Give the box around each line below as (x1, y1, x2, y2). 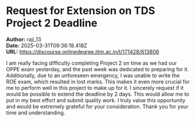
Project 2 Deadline (6, 16, 98, 30)
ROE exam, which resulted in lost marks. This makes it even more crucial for (6, 78, 190, 85)
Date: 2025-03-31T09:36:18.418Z (6, 42, 88, 49)
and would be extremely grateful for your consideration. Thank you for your (6, 103, 189, 110)
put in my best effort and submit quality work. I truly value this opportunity (6, 96, 186, 103)
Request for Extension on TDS (6, 4, 156, 18)
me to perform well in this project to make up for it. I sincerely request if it (6, 84, 184, 91)
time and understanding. (6, 109, 66, 116)
